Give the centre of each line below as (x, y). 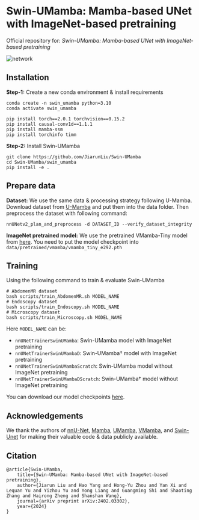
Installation (28, 77)
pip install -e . (28, 167)
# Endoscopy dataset (32, 302)
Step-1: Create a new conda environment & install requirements (85, 92)
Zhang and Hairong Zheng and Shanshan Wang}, (64, 496)
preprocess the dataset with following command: (67, 213)
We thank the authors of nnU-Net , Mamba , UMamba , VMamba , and (90, 430)
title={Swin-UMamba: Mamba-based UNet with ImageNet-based (93, 475)
